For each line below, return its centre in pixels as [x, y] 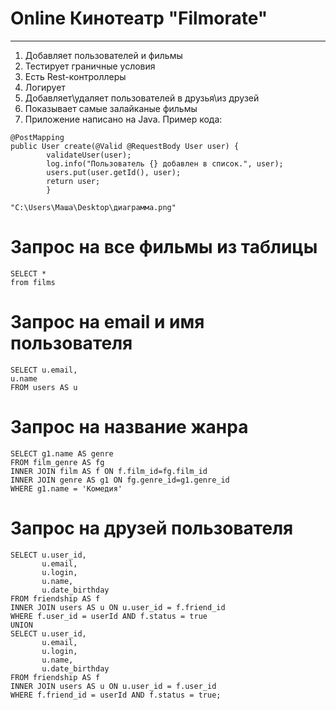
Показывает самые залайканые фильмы [111, 108]
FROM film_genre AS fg [57, 462]
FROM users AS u [44, 387]
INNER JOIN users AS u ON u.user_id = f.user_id [113, 686]
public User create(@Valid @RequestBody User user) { [125, 146]
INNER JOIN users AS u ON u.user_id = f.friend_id [118, 607]
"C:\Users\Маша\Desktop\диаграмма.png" [93, 207]
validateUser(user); [89, 155]
